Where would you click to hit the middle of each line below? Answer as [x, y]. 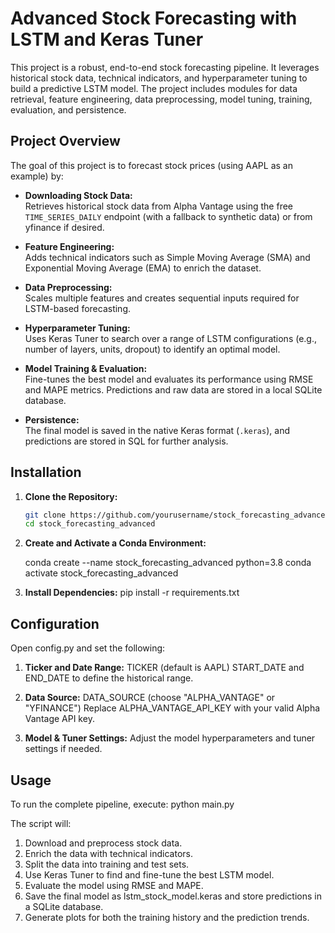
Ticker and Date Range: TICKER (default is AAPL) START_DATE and [164, 668]
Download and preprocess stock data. [103, 843]
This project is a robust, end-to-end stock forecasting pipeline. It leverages [165, 67]
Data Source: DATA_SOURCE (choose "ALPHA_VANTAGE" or [150, 698]
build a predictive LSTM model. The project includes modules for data [154, 88]
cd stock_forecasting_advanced [90, 524]
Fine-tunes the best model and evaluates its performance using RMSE [169, 379]
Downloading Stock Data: [78, 195]
